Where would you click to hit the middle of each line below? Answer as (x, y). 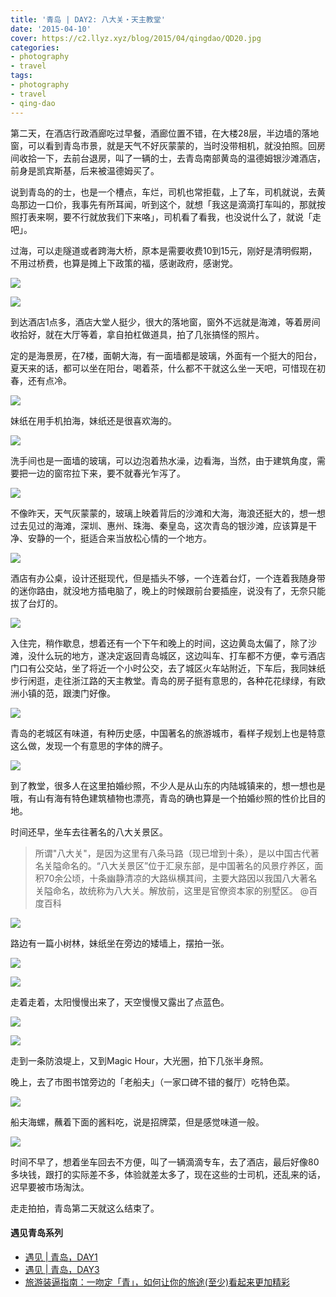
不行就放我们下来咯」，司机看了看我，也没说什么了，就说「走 (196, 217)
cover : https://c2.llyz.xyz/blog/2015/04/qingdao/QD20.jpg (136, 38)
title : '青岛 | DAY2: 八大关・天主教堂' (88, 19)
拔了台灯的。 (36, 603)
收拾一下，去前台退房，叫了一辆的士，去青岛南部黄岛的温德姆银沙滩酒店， (172, 158)
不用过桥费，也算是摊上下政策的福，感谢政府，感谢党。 (124, 263)
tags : (21, 76)
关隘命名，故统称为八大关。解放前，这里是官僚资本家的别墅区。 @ (172, 890)
